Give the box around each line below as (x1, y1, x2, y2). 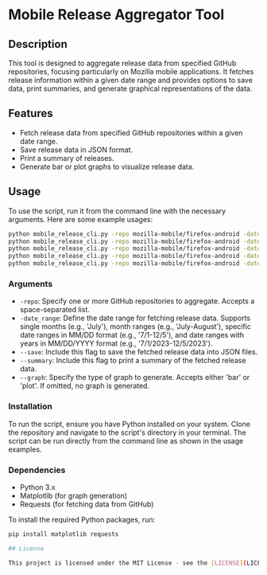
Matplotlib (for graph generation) (19, 491, 128, 500)
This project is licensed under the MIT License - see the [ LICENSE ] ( (8, 559, 247, 567)
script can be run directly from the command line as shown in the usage (8, 436, 244, 445)
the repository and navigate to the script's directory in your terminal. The (8, 428, 246, 437)
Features (8, 107, 53, 120)
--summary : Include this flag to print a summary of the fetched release (19, 356, 246, 366)
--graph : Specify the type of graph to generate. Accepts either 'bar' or (19, 373, 250, 382)
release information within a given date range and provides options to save (8, 76, 253, 84)
